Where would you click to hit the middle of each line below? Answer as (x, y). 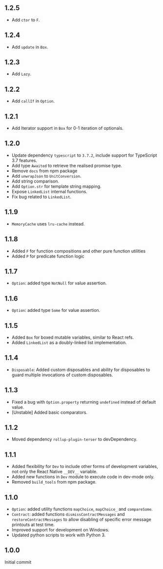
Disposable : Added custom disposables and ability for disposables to (81, 369)
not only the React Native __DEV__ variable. (54, 472)
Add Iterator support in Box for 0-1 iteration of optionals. (68, 128)
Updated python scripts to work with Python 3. (59, 535)
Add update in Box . (30, 47)
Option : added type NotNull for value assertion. (59, 283)
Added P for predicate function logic (48, 256)
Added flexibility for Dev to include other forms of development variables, (85, 467)
